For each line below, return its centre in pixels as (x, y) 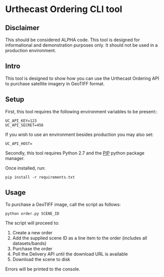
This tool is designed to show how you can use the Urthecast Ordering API (82, 78)
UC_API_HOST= (19, 144)
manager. (15, 158)
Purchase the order (32, 249)
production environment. (31, 50)
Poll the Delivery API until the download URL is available (70, 254)
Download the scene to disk (41, 259)
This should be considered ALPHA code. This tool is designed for (73, 40)
